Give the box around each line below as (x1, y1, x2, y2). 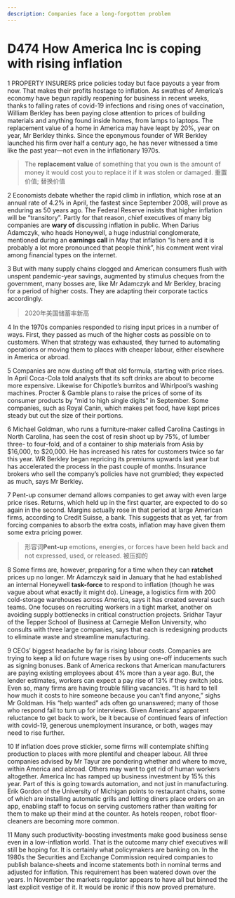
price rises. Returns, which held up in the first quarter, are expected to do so (7, 498, 228, 506)
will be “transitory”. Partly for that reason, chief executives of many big (7, 213, 212, 222)
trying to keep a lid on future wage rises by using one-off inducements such (7, 653, 227, 662)
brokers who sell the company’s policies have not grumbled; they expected (7, 469, 224, 478)
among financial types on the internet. (7, 250, 118, 259)
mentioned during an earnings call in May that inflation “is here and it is (7, 236, 215, 244)
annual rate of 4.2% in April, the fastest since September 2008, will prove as (7, 198, 228, 207)
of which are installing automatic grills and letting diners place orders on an (7, 794, 224, 802)
